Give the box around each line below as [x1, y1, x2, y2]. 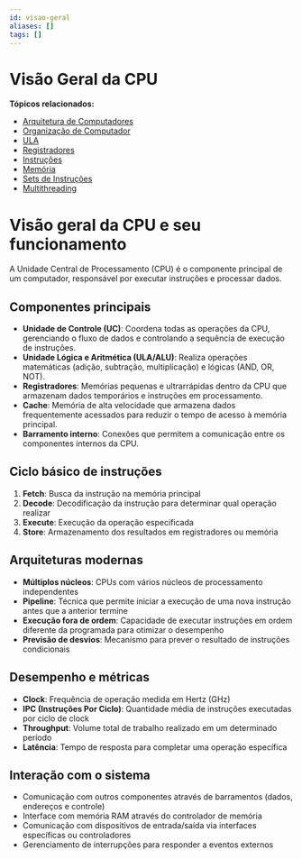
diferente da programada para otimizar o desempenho [22, 624, 224, 635]
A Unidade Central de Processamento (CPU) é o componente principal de [9, 263, 283, 275]
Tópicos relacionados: [9, 98, 95, 109]
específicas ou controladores [22, 830, 132, 841]
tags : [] [9, 30, 42, 39]
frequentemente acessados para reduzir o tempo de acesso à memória [22, 409, 287, 420]
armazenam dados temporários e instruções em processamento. [22, 390, 263, 401]
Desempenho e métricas [9, 670, 151, 685]
